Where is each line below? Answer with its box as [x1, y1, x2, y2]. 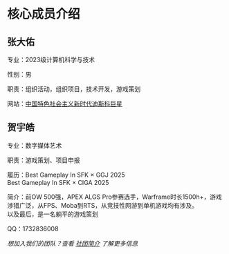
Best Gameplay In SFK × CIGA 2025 [7, 178, 109, 186]
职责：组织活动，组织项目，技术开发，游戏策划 [7, 85, 140, 93]
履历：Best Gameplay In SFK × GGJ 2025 [7, 170, 126, 179]
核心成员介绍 [7, 6, 81, 22]
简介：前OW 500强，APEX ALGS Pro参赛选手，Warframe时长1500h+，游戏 [7, 193, 223, 201]
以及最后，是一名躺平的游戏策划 [7, 210, 98, 218]
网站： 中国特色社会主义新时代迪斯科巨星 [7, 99, 122, 108]
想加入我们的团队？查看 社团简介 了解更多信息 [7, 239, 138, 247]
